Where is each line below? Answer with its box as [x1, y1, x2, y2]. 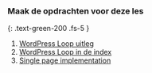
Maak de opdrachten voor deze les [7, 6, 144, 17]
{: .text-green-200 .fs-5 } [7, 24, 90, 33]
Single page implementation [18, 56, 111, 65]
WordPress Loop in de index [18, 48, 112, 57]
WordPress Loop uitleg [18, 39, 95, 48]
